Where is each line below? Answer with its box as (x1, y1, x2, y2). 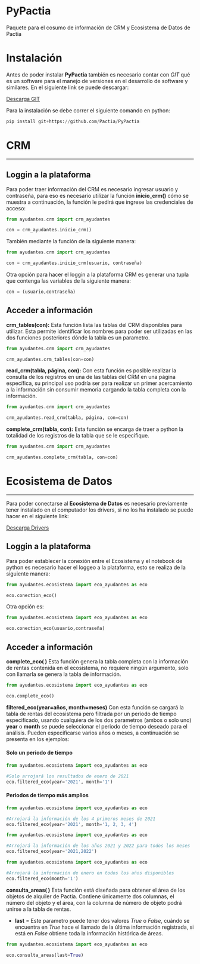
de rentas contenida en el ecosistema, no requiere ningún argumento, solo (6, 665, 189, 671)
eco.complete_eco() (6, 693, 55, 699)
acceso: (6, 204, 26, 212)
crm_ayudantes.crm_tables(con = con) (6, 356, 95, 362)
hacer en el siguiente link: (6, 512, 70, 519)
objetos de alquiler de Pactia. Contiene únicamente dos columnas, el (6, 892, 174, 900)
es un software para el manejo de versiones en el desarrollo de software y (6, 77, 188, 84)
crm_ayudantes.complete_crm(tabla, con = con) (6, 454, 118, 461)
